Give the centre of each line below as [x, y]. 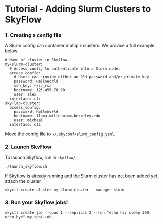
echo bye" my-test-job [28, 217]
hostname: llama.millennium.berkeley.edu [57, 116]
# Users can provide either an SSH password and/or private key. [83, 77]
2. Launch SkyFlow [28, 147]
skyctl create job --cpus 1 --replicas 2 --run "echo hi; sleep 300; [78, 213]
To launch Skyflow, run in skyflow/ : [41, 157]
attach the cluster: [24, 181]
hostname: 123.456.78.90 [40, 90]
